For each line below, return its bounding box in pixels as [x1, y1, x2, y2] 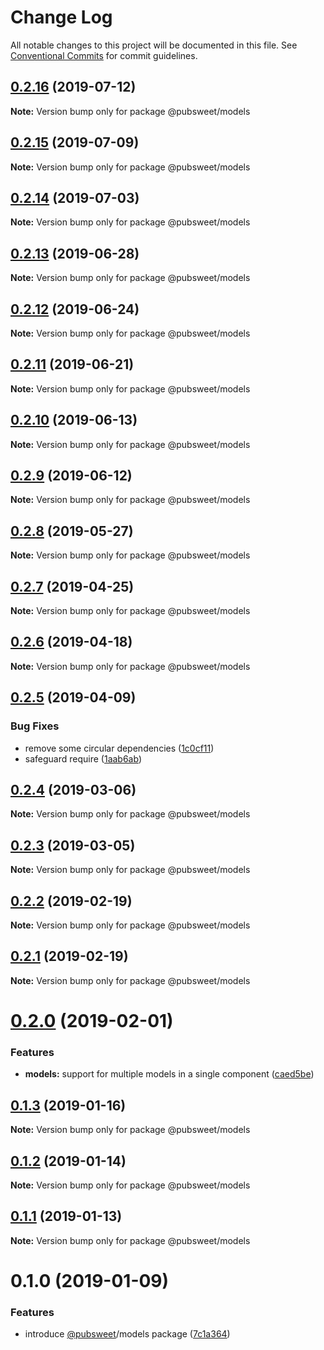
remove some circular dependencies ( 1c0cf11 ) [24, 742, 215, 754]
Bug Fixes [10, 719, 60, 733]
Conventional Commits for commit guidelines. [10, 49, 198, 61]
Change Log [10, 6, 113, 29]
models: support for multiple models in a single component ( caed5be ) [24, 1068, 315, 1080]
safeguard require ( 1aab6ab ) [24, 752, 143, 765]
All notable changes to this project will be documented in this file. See [10, 39, 298, 51]
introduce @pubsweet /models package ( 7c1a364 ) [24, 1328, 231, 1340]
